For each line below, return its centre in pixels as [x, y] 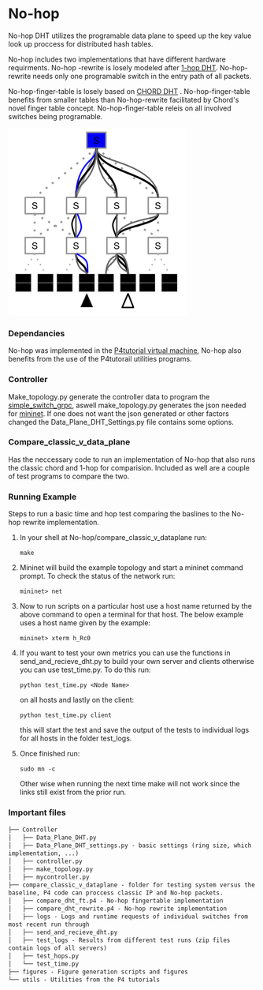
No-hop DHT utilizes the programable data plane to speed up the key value [130, 36]
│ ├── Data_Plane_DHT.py [52, 838]
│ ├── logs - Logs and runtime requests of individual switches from [128, 917]
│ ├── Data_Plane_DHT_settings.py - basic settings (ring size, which [130, 846]
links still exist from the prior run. [73, 792]
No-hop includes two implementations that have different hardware [117, 59]
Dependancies [37, 333]
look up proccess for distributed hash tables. [81, 43]
